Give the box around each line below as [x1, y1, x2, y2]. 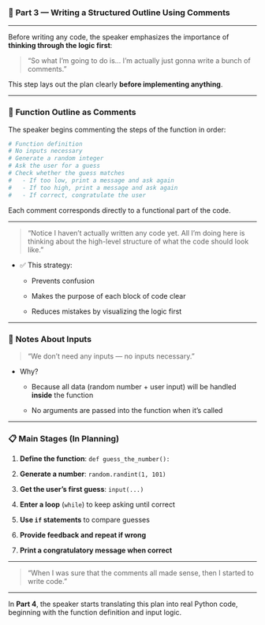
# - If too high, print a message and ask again [8, 184, 178, 192]
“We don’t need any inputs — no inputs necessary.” [27, 351, 195, 361]
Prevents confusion [31, 276, 95, 285]
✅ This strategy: [19, 260, 73, 270]
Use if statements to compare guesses [19, 515, 150, 525]
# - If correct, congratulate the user [8, 191, 147, 199]
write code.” [27, 577, 68, 586]
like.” [27, 244, 44, 255]
